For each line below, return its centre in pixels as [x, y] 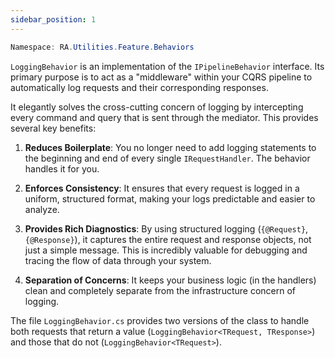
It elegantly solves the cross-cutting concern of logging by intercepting [157, 107]
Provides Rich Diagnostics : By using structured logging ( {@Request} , [166, 228]
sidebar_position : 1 [53, 19]
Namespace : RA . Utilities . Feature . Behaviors [102, 47]
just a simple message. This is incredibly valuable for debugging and [166, 250]
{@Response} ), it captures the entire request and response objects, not [168, 239]
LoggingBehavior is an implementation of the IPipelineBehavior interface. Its [167, 66]
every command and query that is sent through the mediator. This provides [164, 117]
